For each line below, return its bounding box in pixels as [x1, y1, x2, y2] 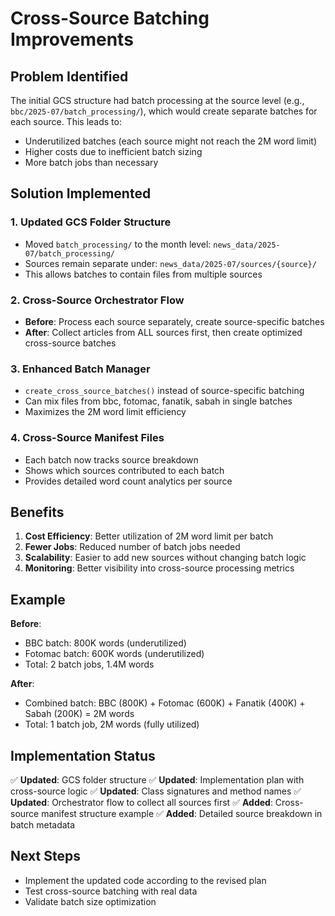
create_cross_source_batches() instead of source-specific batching [24, 385, 305, 397]
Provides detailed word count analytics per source [24, 475, 233, 487]
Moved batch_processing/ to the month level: [24, 238, 212, 250]
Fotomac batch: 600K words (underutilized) [24, 648, 205, 660]
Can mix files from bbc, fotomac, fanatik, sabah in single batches [24, 395, 293, 407]
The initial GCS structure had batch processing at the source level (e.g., [10, 95, 305, 106]
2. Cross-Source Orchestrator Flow [10, 293, 185, 307]
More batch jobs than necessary [24, 157, 159, 168]
